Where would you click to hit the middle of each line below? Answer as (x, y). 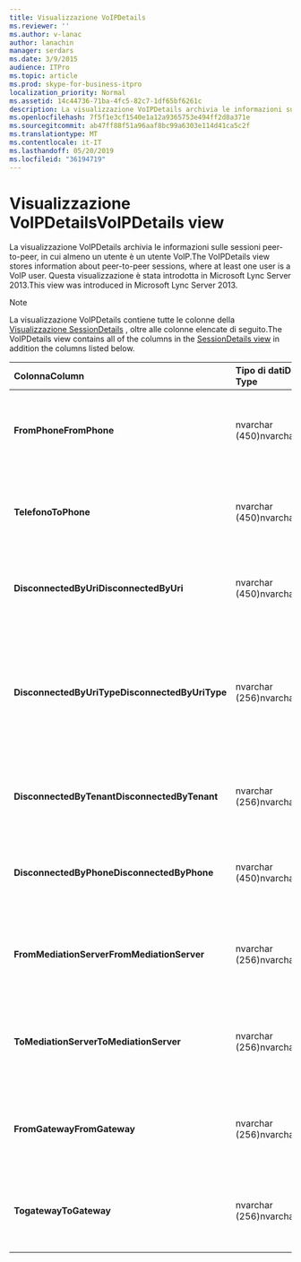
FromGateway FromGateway (75, 1129)
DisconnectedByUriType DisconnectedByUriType (120, 692)
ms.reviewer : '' (39, 26)
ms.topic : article (43, 76)
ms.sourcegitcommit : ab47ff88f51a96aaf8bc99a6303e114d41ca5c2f (130, 126)
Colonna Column (49, 376)
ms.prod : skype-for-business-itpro (76, 84)
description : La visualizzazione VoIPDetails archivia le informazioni (146, 109)
